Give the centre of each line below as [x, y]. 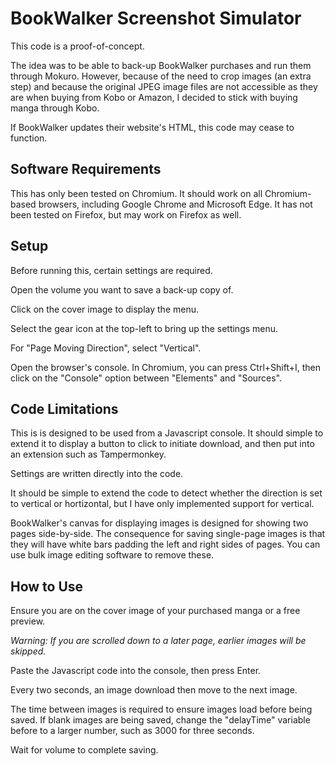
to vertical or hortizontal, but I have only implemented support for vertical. [162, 504]
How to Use [47, 586]
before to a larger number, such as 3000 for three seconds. [132, 731]
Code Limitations [64, 408]
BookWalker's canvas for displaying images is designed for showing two [159, 523]
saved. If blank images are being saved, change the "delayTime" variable [160, 720]
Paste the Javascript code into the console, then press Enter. [136, 671]
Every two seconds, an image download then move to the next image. [154, 690]
